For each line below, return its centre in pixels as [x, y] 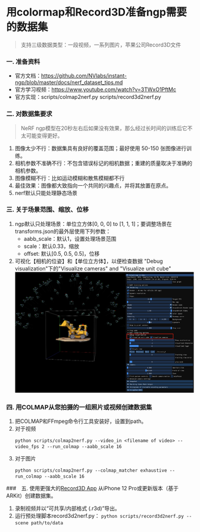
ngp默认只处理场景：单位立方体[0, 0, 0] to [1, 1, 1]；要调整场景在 [93, 223]
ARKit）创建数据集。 [31, 496]
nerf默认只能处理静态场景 [46, 193]
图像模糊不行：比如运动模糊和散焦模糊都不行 [70, 178]
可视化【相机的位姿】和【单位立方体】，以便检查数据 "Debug [89, 261]
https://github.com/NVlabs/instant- [84, 76]
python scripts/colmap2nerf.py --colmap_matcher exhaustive [91, 471]
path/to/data [47, 523]
